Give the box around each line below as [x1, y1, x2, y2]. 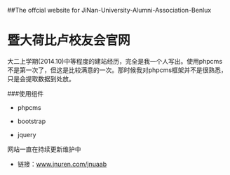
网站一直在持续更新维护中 [7, 145, 81, 153]
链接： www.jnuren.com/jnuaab [17, 160, 107, 168]
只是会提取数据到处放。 [7, 74, 75, 83]
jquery [17, 130, 36, 139]
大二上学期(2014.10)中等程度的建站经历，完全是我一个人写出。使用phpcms [7, 57, 223, 65]
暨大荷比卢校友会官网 [7, 33, 131, 48]
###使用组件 [7, 89, 44, 97]
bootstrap [17, 117, 46, 125]
